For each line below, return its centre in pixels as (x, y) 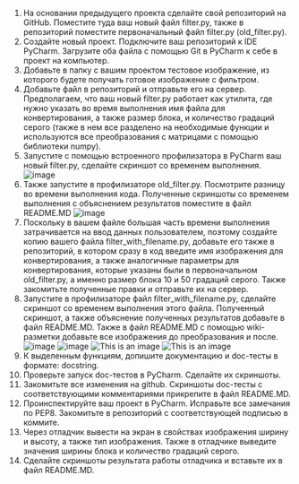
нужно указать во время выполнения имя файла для (124, 108)
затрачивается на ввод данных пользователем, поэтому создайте (150, 232)
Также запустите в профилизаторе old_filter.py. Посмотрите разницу (154, 184)
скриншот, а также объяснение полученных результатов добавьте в (154, 318)
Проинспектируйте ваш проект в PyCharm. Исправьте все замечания (156, 403)
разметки (42, 337)
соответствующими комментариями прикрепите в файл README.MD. (157, 394)
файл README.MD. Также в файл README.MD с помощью (134, 327)
